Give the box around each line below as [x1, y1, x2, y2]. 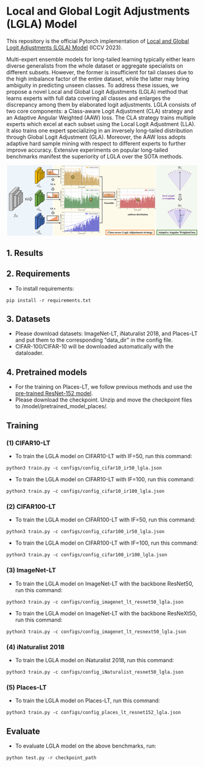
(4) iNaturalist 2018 [6, 643, 65, 651]
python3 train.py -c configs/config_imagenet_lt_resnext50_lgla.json [6, 629, 187, 635]
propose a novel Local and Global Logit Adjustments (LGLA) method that [6, 88, 188, 95]
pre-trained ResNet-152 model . [15, 390, 93, 397]
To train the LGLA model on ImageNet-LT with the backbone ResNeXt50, [15, 609, 197, 617]
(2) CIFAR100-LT [6, 502, 56, 511]
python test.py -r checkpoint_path [6, 754, 97, 761]
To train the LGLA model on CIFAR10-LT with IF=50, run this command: [15, 452, 192, 459]
